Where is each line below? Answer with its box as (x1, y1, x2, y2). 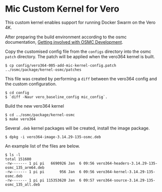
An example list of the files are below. (5, 143, 80, 149)
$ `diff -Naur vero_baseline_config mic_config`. (5, 95, 108, 99)
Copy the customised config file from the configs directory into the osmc (5, 48, 152, 54)
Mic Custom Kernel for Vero (5, 3, 120, 15)
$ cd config (5, 90, 29, 95)
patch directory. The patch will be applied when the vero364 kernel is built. (5, 53, 155, 59)
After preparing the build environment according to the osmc (5, 34, 127, 40)
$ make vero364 (5, 116, 36, 122)
